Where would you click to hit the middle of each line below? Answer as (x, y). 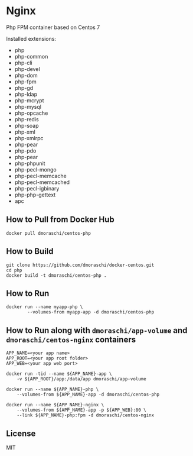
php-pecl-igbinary (37, 188)
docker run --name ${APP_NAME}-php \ (53, 389)
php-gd (24, 88)
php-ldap (26, 94)
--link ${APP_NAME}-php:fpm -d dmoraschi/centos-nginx (86, 415)
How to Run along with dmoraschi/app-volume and (97, 330)
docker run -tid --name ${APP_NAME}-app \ (59, 374)
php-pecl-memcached (42, 182)
